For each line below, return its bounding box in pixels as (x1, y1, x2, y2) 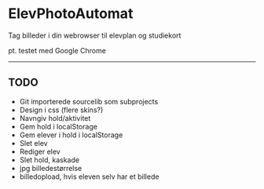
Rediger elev (19, 147, 60, 156)
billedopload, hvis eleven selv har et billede (19, 172, 159, 181)
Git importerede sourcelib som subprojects (19, 96, 159, 106)
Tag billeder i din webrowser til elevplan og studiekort (8, 31, 181, 40)
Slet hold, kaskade (19, 154, 80, 165)
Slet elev (19, 138, 49, 147)
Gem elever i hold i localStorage (19, 130, 123, 140)
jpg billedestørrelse (19, 163, 82, 173)
